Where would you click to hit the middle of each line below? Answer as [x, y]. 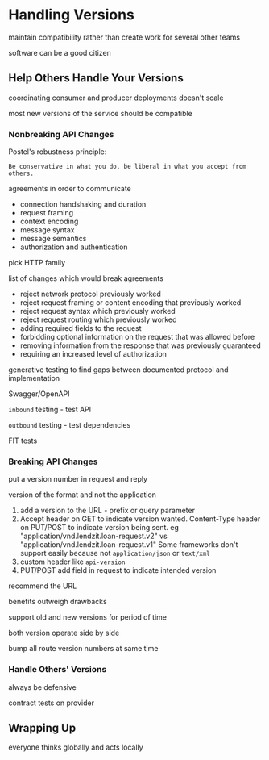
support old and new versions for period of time [88, 617]
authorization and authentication [74, 247]
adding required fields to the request [81, 328]
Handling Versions [72, 15]
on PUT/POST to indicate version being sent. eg [99, 528]
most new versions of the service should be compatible [101, 113]
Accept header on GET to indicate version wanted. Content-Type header [140, 519]
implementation [34, 378]
